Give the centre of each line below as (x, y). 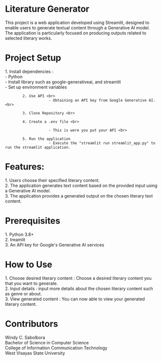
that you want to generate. (32, 283)
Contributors (32, 324)
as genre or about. (24, 293)
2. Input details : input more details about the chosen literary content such (79, 288)
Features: (25, 167)
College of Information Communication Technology (56, 348)
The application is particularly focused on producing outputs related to (76, 33)
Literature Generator (47, 9)
